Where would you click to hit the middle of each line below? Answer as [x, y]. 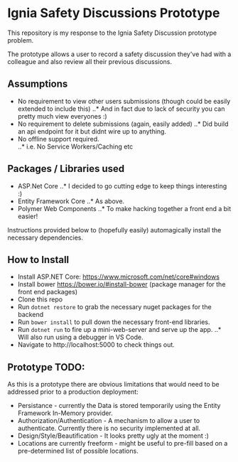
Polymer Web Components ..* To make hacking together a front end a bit [124, 208]
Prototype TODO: [46, 367]
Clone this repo [40, 299]
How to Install [38, 260]
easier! [28, 216]
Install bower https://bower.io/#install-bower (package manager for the [121, 284]
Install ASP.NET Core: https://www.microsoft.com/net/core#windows [119, 277]
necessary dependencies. [45, 237]
